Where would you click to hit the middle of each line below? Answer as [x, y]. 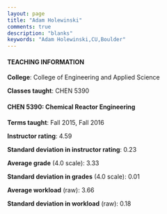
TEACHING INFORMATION [46, 62]
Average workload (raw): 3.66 [51, 190]
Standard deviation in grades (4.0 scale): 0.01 [74, 176]
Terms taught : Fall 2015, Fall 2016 [56, 122]
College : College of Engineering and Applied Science [83, 77]
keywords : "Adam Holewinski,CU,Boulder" [67, 40]
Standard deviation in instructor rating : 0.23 [72, 149]
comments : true [29, 26]
